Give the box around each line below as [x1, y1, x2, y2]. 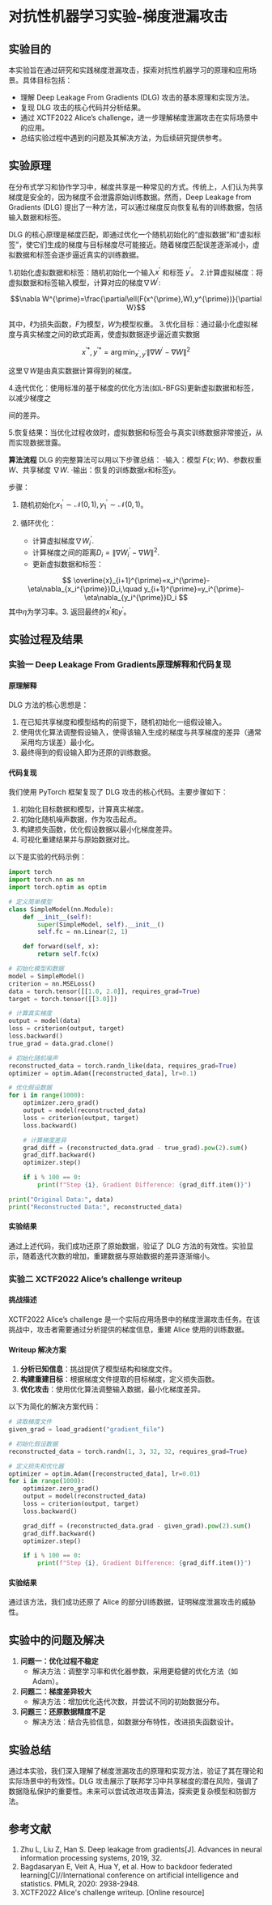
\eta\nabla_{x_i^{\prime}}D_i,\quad [28, 584, 142, 594]
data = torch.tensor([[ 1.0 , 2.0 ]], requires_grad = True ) [8, 987, 201, 995]
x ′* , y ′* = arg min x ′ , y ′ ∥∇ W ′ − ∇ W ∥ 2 [81, 346, 191, 359]
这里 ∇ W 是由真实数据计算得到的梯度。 [8, 365, 136, 375]
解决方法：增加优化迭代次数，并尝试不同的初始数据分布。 [32, 1697, 224, 1707]
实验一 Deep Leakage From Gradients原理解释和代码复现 [8, 658, 232, 670]
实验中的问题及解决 [8, 1633, 104, 1647]
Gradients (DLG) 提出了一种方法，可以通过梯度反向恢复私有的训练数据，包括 [8, 202, 263, 211]
